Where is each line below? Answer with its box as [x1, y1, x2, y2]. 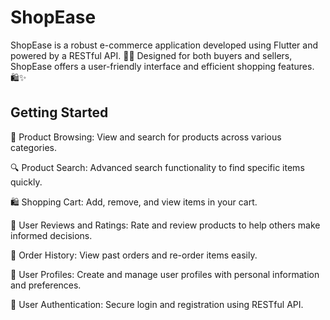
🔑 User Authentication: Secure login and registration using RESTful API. [10, 298, 304, 310]
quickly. [10, 176, 43, 188]
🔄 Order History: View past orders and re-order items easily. [10, 249, 258, 261]
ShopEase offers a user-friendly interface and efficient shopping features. [10, 60, 315, 72]
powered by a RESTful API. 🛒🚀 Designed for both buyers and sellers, [10, 49, 293, 61]
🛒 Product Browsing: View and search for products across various [10, 131, 282, 143]
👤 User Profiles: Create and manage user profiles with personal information [10, 268, 320, 280]
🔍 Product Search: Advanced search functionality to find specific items [10, 161, 305, 173]
